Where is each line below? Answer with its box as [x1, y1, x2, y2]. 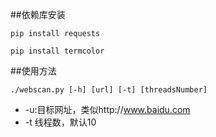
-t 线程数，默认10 [24, 116, 97, 128]
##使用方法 [10, 65, 57, 77]
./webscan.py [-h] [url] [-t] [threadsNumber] [10, 85, 208, 95]
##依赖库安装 [10, 9, 66, 20]
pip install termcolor [10, 46, 105, 56]
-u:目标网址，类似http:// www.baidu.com [24, 104, 191, 115]
